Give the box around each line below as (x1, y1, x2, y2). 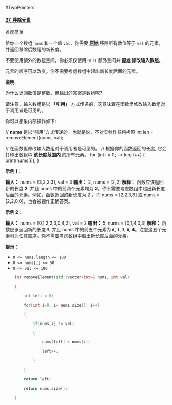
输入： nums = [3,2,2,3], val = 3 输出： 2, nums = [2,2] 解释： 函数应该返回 (5, 179, 164, 185)
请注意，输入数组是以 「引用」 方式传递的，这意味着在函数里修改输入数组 (5, 101, 161, 107)
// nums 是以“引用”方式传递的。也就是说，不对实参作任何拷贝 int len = (5, 129, 154, 135)
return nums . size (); (24, 386, 68, 391)
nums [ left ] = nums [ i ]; (42, 339, 91, 345)
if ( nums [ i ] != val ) (32, 321, 74, 326)
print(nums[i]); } (5, 157, 40, 164)
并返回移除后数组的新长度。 (5, 46, 64, 53)
